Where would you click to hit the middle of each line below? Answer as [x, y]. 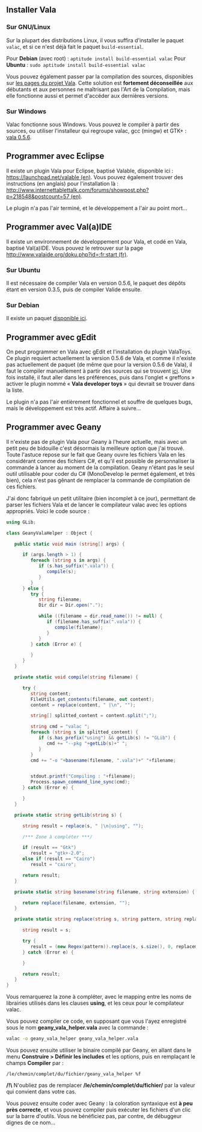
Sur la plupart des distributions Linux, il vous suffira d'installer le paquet [95, 40]
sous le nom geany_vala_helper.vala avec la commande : [78, 1028]
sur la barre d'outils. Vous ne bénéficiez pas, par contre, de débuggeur [94, 1116]
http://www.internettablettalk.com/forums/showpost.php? [78, 190]
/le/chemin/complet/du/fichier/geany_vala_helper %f [74, 1074]
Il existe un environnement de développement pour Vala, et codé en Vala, [97, 241]
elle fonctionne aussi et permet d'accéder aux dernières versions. [88, 95]
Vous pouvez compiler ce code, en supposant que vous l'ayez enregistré [96, 1021]
